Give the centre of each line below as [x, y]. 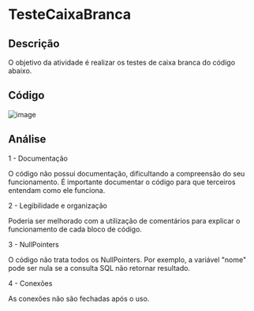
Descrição [34, 44]
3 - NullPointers [34, 244]
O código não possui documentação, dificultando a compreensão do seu [127, 173]
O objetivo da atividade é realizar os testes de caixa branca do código [121, 62]
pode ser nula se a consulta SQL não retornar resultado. [99, 268]
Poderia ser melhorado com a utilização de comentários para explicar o [124, 220]
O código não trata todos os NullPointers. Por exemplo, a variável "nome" [127, 259]
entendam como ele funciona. [57, 190]
